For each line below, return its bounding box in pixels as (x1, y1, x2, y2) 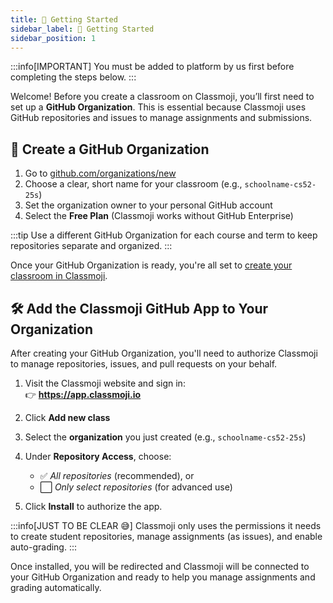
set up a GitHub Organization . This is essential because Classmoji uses (10, 101, 307, 113)
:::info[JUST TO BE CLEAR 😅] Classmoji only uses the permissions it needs (10, 520, 322, 531)
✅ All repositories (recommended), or (39, 470, 195, 481)
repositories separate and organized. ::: (10, 240, 173, 252)
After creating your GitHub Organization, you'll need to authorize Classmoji (10, 347, 318, 359)
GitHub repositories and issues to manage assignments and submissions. (10, 112, 313, 124)
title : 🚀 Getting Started (10, 14, 118, 25)
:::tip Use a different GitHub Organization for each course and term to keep (10, 229, 318, 241)
